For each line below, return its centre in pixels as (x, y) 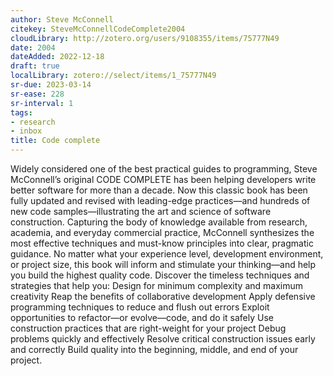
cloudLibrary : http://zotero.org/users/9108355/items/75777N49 (145, 38)
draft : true (35, 66)
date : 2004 (33, 47)
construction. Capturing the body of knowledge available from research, (159, 222)
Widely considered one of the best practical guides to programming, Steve (164, 169)
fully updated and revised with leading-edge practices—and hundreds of (160, 200)
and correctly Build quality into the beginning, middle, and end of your (154, 349)
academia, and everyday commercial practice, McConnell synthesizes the (162, 232)
